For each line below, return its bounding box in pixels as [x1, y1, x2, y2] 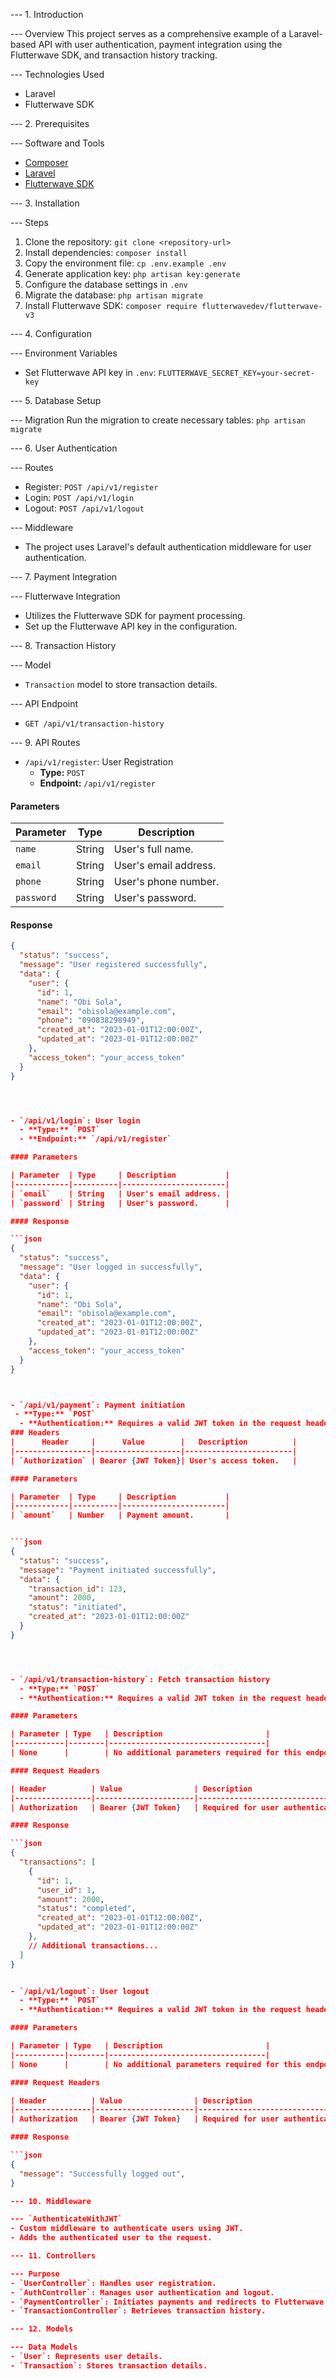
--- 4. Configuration [10, 328, 92, 339]
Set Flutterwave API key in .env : [24, 367, 157, 378]
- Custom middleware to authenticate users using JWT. [10, 2224, 244, 2234]
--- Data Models [10, 2342, 78, 2353]
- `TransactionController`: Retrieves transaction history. [10, 2306, 267, 2316]
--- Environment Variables [10, 347, 118, 359]
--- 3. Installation [10, 197, 80, 209]
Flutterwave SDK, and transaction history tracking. [10, 49, 218, 61]
